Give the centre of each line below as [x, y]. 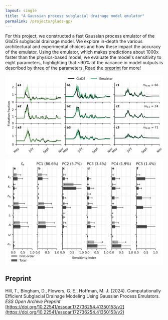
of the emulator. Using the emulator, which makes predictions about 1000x [82, 52]
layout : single [21, 11]
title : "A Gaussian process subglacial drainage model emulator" [75, 16]
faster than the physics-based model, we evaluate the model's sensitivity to [83, 57]
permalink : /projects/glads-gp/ [39, 21]
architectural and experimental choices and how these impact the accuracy [83, 47]
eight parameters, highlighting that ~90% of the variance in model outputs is [84, 63]
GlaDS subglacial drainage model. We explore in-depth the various [74, 41]
